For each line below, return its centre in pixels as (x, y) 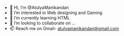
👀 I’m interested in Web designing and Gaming (56, 13)
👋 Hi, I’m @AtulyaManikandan (39, 8)
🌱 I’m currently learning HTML (40, 18)
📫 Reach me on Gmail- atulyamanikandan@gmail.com (64, 28)
